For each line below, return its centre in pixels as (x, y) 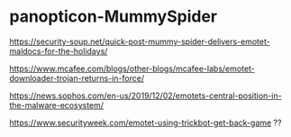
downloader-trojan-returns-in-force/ (77, 78)
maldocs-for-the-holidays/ (59, 50)
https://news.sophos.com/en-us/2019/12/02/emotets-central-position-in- (145, 96)
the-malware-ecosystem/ (57, 105)
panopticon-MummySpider (114, 17)
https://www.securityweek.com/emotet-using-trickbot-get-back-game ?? (145, 123)
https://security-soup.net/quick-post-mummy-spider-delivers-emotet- (140, 41)
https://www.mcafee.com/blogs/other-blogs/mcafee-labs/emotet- (132, 68)
